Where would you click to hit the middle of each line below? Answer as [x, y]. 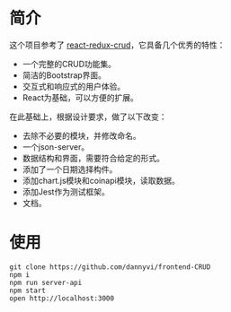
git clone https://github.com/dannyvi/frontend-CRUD [110, 267]
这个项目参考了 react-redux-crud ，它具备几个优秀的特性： [117, 45]
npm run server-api [46, 282]
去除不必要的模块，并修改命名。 [81, 135]
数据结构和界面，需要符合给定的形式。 [93, 158]
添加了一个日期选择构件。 [70, 169]
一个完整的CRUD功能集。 [69, 64]
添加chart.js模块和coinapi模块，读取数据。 [101, 180]
